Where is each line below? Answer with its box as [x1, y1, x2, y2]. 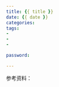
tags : [6, 25, 19, 31]
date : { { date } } [6, 14, 48, 20]
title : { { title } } [6, 8, 54, 15]
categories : [6, 20, 35, 25]
